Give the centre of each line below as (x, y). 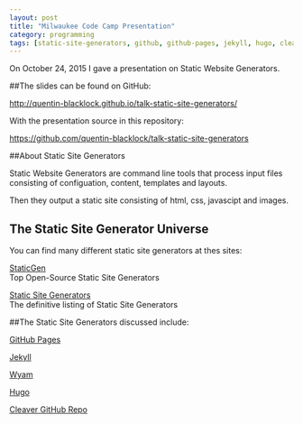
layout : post (34, 18)
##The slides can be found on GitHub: (80, 86)
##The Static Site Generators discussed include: (99, 322)
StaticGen (28, 268)
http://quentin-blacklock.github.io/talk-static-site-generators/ (124, 104)
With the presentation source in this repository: (97, 121)
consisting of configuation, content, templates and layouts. (119, 183)
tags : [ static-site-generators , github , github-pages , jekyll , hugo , (143, 43)
